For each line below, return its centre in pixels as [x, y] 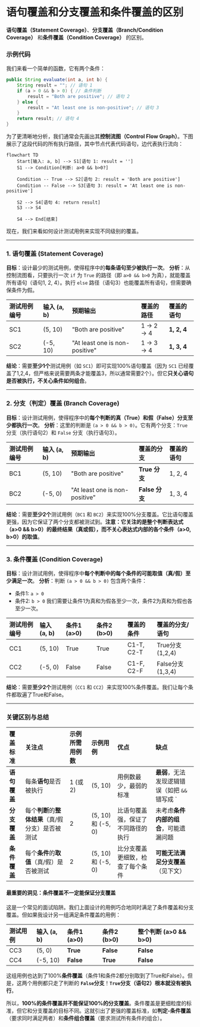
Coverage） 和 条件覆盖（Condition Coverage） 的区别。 [76, 37]
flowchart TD [22, 155]
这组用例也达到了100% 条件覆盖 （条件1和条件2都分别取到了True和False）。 [97, 975]
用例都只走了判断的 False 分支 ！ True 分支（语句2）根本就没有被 [109, 983]
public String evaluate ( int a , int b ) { [57, 80]
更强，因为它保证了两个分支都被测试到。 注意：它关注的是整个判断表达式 [95, 522]
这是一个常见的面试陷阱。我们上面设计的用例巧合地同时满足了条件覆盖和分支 [100, 907]
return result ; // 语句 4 [48, 119]
